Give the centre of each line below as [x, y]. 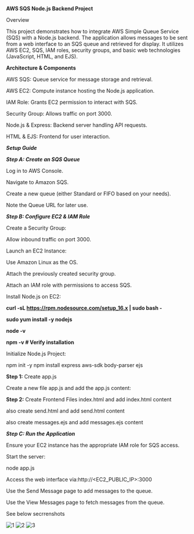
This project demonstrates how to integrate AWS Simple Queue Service [93, 31]
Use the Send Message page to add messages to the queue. [79, 491]
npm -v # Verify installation [40, 342]
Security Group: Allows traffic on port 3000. [59, 114]
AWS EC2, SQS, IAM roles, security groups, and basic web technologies [93, 50]
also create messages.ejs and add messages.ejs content [75, 422]
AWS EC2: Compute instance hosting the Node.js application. [80, 91]
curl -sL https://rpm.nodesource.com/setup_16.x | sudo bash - [84, 308]
